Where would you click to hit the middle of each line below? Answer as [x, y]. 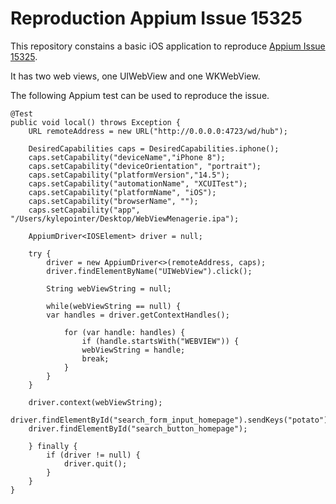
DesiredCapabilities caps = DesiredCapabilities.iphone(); [154, 148]
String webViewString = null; [109, 288]
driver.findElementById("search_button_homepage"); [138, 428]
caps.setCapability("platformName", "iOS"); [122, 192]
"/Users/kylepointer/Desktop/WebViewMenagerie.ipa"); [125, 218]
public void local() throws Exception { [96, 122]
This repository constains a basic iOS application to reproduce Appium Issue [168, 46]
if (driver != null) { [93, 455]
